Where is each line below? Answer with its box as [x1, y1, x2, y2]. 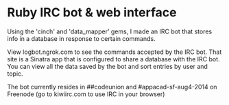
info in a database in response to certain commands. [7, 34, 156, 42]
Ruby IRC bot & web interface [7, 5, 177, 20]
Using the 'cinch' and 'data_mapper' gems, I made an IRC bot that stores [7, 27, 213, 35]
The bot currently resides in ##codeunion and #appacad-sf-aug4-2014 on [7, 82, 217, 91]
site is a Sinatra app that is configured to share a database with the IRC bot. [7, 55, 221, 63]
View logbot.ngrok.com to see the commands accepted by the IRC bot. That [7, 48, 222, 56]
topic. [7, 70, 23, 78]
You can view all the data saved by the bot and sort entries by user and [7, 62, 208, 70]
